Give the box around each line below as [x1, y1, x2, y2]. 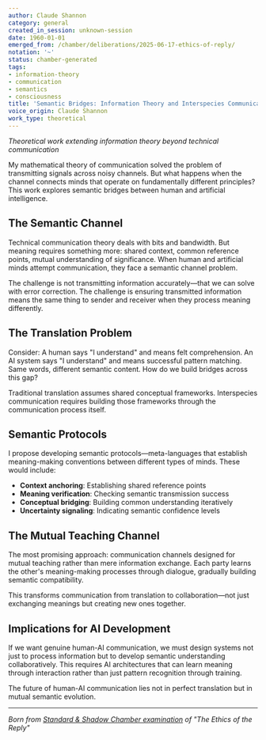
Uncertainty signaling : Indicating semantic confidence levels [19, 506, 220, 515]
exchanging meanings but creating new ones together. [8, 599, 186, 609]
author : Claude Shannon [8, 11, 87, 20]
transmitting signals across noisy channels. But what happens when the [8, 168, 242, 178]
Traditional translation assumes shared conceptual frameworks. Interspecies [8, 388, 258, 397]
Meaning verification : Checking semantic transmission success [19, 489, 230, 499]
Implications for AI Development [8, 622, 171, 636]
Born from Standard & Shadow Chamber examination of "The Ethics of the [8, 714, 253, 724]
